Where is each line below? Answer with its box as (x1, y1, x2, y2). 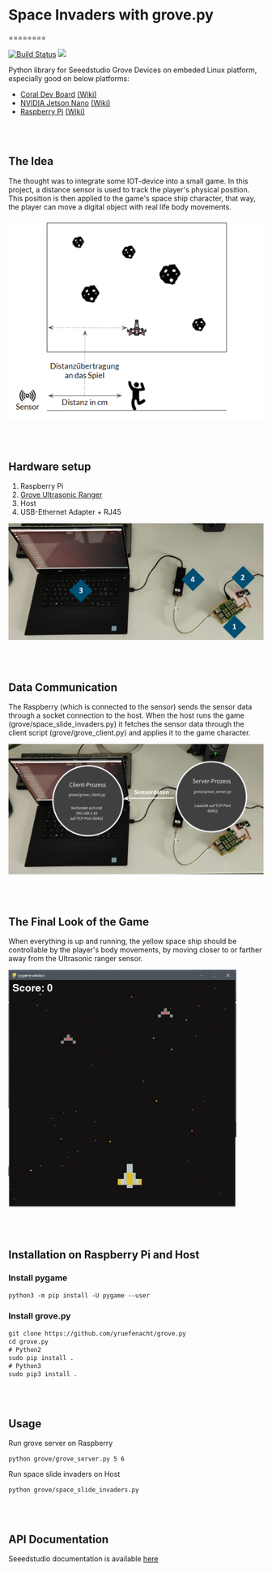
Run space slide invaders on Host (8, 1470, 121, 1479)
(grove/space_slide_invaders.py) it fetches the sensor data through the (8, 719, 244, 729)
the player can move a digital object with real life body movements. (8, 201, 232, 212)
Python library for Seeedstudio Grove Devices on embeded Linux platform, (8, 65, 257, 75)
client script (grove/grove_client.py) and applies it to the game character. (8, 728, 251, 738)
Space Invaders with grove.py (8, 6, 215, 24)
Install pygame (8, 1272, 68, 1284)
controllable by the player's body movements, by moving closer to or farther (8, 945, 262, 955)
